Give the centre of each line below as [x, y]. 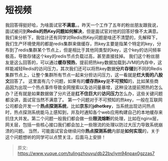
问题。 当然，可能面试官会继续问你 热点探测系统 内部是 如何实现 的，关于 [87, 131]
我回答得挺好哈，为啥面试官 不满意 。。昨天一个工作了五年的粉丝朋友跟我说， [83, 25]
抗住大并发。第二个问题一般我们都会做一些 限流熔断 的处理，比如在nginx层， [83, 118]
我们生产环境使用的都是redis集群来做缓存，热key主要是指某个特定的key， [81, 43]
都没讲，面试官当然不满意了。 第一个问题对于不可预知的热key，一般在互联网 [84, 100]
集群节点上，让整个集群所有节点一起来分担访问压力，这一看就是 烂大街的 [79, 75]
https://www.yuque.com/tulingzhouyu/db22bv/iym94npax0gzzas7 [86, 153]
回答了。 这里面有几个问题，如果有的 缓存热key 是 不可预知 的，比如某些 [82, 81]
